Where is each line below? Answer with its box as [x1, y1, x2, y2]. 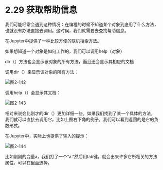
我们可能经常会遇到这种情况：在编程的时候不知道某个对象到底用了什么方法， [5, 21, 159, 27]
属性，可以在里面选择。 [5, 159, 52, 166]
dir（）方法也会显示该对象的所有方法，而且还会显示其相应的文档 [5, 58, 134, 64]
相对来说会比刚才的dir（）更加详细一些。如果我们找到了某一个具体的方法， [5, 110, 156, 116]
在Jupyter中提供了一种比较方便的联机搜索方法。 [5, 38, 102, 44]
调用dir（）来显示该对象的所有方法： [5, 69, 79, 75]
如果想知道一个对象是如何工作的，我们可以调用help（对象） [5, 48, 125, 54]
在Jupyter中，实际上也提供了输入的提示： [5, 132, 89, 139]
